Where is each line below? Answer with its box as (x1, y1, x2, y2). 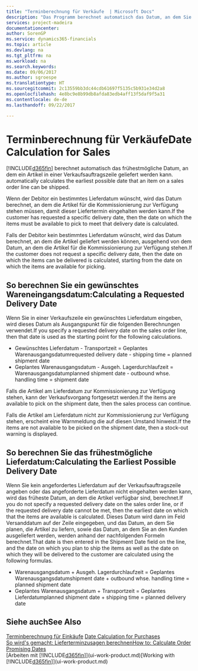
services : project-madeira (6, 20, 73, 25)
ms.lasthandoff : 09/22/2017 (6, 102, 76, 108)
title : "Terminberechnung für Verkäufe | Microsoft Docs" (6, 8, 155, 15)
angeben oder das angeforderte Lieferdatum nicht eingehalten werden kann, (6, 488, 193, 495)
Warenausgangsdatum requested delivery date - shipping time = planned (14, 351, 192, 358)
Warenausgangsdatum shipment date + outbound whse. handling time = (14, 575, 190, 582)
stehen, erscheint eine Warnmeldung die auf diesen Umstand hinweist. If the (6, 418, 191, 425)
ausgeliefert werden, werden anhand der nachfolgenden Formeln (6, 532, 165, 539)
